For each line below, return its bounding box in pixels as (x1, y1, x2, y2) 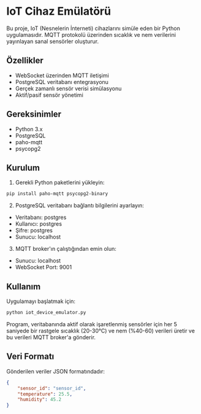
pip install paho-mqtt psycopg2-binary (6, 191, 108, 197)
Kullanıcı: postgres (15, 220, 63, 228)
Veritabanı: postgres (15, 213, 67, 221)
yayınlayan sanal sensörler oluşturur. (6, 37, 99, 45)
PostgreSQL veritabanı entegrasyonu (15, 78, 109, 85)
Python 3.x (15, 125, 43, 132)
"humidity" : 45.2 (17, 397, 62, 403)
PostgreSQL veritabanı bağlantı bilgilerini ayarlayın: (15, 202, 144, 209)
